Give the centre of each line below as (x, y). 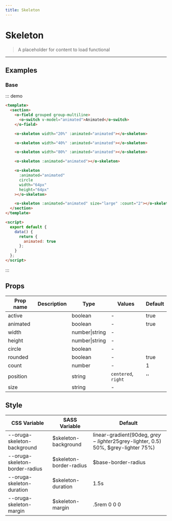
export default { (28, 227)
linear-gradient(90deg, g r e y (127, 435)
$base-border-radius (119, 462)
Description (52, 304)
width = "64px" (33, 185)
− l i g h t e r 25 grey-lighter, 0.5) (127, 441)
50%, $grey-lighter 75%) (124, 447)
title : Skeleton (23, 10)
